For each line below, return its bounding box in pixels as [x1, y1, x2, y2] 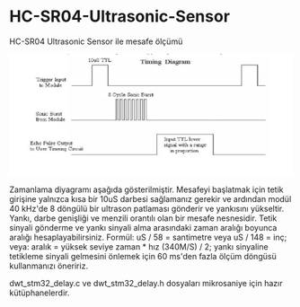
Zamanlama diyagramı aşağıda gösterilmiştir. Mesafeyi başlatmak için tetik [9, 184, 285, 195]
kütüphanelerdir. [9, 287, 70, 298]
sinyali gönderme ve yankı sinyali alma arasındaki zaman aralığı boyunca [9, 223, 278, 233]
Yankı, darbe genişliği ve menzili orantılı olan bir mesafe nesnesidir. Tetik [9, 213, 278, 224]
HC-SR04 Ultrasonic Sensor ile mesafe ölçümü [9, 36, 183, 47]
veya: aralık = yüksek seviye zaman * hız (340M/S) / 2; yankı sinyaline [9, 241, 269, 252]
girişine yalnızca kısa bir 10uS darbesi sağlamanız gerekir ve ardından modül [9, 194, 292, 205]
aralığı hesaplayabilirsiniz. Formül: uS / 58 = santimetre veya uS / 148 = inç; [9, 232, 287, 243]
